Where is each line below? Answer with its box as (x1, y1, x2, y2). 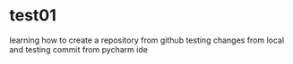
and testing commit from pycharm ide (9, 44, 148, 54)
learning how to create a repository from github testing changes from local (9, 35, 285, 45)
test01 (9, 5, 56, 26)
